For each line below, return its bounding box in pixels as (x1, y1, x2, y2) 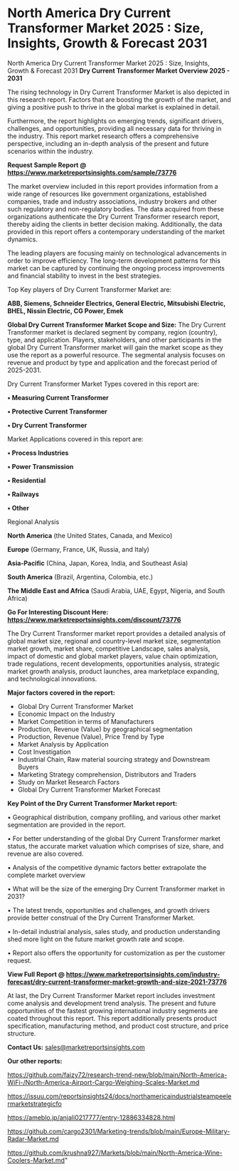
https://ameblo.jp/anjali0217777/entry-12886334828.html (7, 1113, 176, 1122)
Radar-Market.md (7, 1134, 59, 1143)
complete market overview (7, 871, 85, 879)
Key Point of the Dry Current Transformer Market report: (7, 799, 178, 807)
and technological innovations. (7, 674, 97, 683)
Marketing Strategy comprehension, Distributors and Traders (17, 770, 197, 779)
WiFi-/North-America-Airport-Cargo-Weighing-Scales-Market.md (7, 1078, 200, 1086)
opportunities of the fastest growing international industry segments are (7, 1006, 218, 1015)
